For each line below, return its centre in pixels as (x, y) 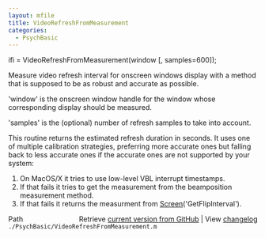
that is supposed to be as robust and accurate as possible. (104, 84)
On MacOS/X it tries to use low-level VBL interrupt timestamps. (122, 179)
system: (21, 164)
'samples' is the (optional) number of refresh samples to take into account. (130, 123)
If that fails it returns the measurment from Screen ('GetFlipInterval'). (131, 204)
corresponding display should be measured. (80, 108)
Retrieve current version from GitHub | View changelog (168, 219)
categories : (28, 30)
